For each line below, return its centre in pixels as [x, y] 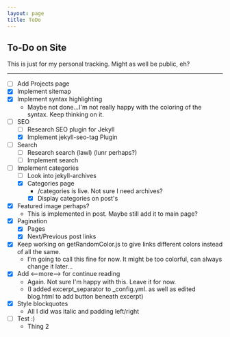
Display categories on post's [78, 199]
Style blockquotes [42, 303]
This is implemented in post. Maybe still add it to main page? [113, 214]
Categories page [51, 183]
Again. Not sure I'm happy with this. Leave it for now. [102, 282]
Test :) [26, 319]
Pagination [32, 221]
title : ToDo [24, 20]
